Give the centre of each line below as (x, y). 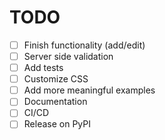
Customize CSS (56, 79)
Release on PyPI (57, 124)
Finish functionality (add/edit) (84, 45)
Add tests (43, 68)
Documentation (55, 102)
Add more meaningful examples (89, 90)
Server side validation (68, 56)
